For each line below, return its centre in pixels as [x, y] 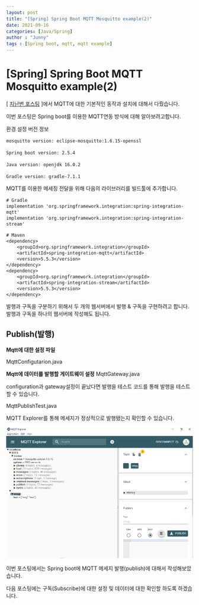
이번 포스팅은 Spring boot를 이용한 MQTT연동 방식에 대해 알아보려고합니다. [94, 116]
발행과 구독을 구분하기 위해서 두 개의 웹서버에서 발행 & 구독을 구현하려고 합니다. [98, 306]
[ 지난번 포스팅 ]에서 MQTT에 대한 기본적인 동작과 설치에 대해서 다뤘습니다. [93, 103]
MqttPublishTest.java [32, 406]
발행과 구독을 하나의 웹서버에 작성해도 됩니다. [58, 313]
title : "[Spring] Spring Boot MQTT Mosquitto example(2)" [79, 19]
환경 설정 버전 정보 [28, 129]
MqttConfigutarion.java [34, 362]
